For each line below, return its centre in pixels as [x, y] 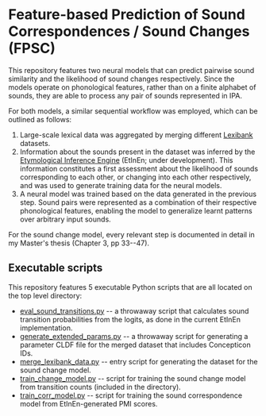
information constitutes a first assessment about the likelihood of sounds [139, 168]
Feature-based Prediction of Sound [127, 15]
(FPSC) [32, 48]
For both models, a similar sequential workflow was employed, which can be [133, 111]
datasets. [35, 143]
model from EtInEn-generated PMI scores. [89, 403]
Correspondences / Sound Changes [129, 31]
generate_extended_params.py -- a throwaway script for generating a [134, 336]
